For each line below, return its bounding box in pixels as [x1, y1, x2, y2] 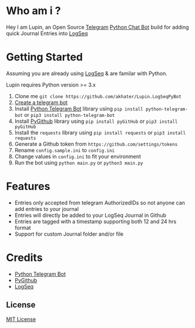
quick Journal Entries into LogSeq [6, 29, 88, 36]
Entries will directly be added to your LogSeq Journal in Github [14, 212, 166, 219]
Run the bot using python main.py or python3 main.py [14, 159, 143, 166]
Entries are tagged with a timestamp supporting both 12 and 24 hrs [14, 217, 177, 225]
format [14, 224, 31, 231]
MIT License [6, 316, 36, 323]
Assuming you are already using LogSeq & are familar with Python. [6, 69, 167, 77]
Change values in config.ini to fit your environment [14, 153, 141, 160]
